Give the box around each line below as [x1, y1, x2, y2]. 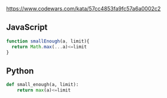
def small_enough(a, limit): [6, 82, 79, 88]
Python [6, 66, 34, 76]
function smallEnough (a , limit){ [6, 38, 90, 44]
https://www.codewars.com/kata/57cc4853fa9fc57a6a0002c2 [6, 5, 161, 12]
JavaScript [6, 22, 48, 32]
